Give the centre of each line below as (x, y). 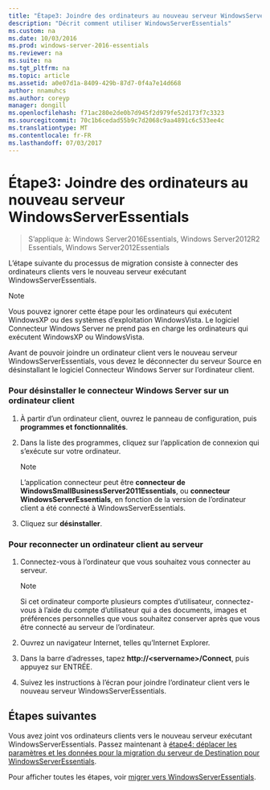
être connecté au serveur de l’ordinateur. (87, 627)
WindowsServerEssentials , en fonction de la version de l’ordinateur (133, 499)
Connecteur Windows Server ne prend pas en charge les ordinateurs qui (129, 329)
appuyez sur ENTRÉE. (56, 667)
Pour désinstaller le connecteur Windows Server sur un (119, 391)
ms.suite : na (30, 61)
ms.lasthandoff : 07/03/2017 (55, 143)
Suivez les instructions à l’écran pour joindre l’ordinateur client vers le (135, 683)
